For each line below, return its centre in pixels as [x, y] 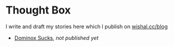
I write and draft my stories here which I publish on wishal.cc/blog [87, 26]
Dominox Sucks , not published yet [57, 38]
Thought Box [38, 10]
